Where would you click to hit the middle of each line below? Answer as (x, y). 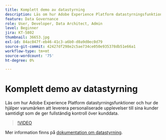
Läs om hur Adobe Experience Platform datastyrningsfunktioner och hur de (82, 103)
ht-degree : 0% (20, 60)
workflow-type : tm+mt (27, 51)
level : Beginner (22, 28)
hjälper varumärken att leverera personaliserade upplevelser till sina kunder (82, 108)
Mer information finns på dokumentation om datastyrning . (64, 133)
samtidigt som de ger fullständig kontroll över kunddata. (62, 113)
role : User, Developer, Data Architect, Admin (54, 23)
